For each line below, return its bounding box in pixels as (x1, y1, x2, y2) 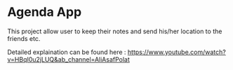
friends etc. (7, 34, 41, 42)
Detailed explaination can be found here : (7, 48, 126, 56)
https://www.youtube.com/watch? (127, 48, 226, 56)
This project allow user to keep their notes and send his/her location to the (7, 27, 222, 35)
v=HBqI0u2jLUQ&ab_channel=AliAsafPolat (7, 55, 130, 63)
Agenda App (7, 4, 82, 20)
